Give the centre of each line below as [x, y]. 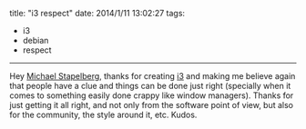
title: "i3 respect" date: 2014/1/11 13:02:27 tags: [97, 13]
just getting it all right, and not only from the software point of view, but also [152, 105]
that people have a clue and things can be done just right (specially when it [150, 86]
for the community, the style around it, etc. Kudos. [103, 114]
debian [36, 40]
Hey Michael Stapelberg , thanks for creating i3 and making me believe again [153, 76]
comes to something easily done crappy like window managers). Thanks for [152, 95]
